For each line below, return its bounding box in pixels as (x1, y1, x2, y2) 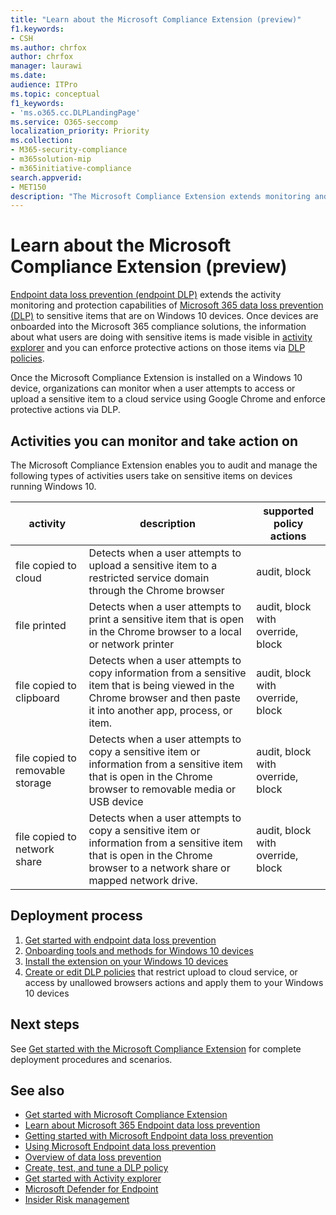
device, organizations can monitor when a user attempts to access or (10, 382, 296, 395)
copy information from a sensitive (88, 666, 247, 680)
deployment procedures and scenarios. (10, 1053, 173, 1065)
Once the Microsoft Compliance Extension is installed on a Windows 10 (10, 372, 303, 384)
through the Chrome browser (88, 584, 225, 597)
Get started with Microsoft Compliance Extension (24, 1109, 228, 1121)
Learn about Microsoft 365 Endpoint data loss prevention (24, 1119, 261, 1131)
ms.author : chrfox (10, 42, 87, 53)
